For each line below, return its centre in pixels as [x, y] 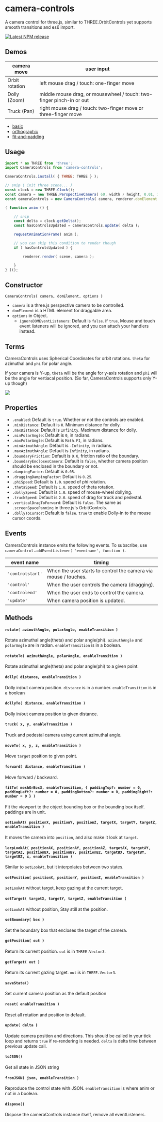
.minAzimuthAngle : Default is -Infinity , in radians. [62, 445]
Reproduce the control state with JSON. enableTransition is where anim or [80, 1088]
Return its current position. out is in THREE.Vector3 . [55, 951]
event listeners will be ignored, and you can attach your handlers [84, 326]
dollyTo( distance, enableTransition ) [45, 703]
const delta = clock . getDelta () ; [48, 221]
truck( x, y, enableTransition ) [39, 724]
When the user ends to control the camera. [96, 592]
